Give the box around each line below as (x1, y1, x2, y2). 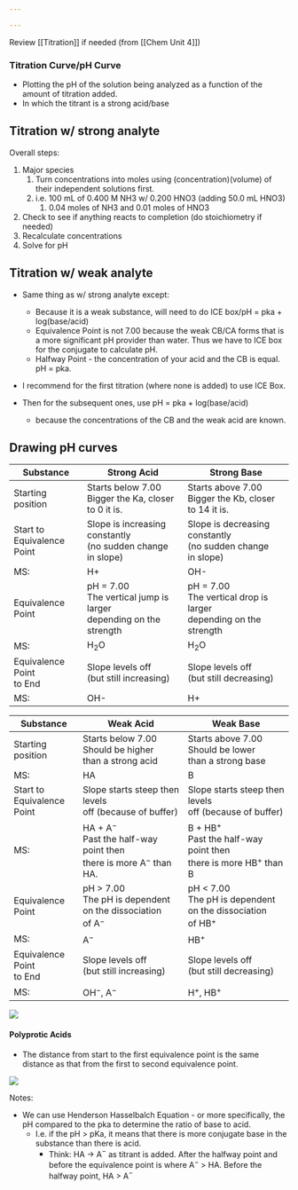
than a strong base (187, 754, 266, 767)
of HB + (187, 916, 217, 930)
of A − (82, 916, 105, 930)
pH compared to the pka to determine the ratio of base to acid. (21, 1119, 251, 1130)
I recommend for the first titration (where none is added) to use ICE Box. (21, 380, 286, 390)
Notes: (9, 1092, 34, 1103)
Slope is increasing (87, 518, 167, 531)
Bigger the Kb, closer (187, 493, 276, 505)
